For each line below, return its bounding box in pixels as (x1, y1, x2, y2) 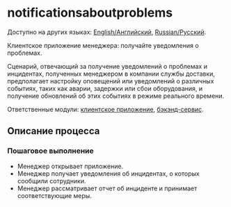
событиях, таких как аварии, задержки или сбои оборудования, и (7, 84, 203, 92)
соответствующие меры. (17, 191, 92, 199)
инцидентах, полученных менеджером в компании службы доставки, (7, 69, 216, 78)
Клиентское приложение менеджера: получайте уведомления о (7, 41, 200, 49)
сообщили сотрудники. (17, 176, 86, 185)
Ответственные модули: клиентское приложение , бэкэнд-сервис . (7, 105, 204, 113)
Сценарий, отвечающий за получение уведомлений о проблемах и (7, 62, 207, 70)
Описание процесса (7, 125, 100, 137)
